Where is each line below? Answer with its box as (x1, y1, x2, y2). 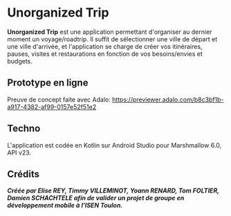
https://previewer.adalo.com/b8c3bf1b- (111, 95, 224, 104)
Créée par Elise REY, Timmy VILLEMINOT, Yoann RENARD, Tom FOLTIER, (7, 186, 220, 195)
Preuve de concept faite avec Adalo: (7, 95, 111, 104)
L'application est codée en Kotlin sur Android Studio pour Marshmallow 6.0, (7, 141, 222, 149)
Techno (7, 123, 41, 135)
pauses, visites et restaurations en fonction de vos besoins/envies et (7, 50, 203, 58)
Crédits (7, 168, 40, 180)
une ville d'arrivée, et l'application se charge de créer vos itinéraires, (7, 42, 203, 50)
